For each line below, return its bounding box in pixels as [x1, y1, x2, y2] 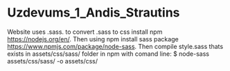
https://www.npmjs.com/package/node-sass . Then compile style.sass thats [7, 42, 224, 50]
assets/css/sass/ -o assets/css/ [7, 57, 98, 65]
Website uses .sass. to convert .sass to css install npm [7, 28, 163, 36]
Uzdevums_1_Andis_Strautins [7, 5, 180, 21]
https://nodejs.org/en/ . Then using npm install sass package [7, 34, 179, 43]
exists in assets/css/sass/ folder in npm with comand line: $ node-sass [7, 50, 210, 58]
